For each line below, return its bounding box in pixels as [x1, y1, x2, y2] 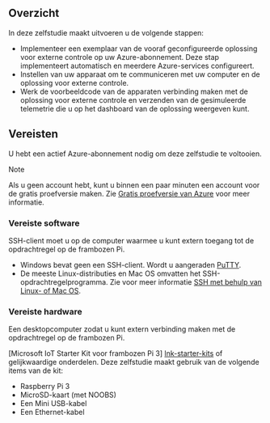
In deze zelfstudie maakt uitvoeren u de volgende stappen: [8, 27, 205, 37]
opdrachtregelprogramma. [19, 277, 108, 286]
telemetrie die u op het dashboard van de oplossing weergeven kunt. [19, 104, 250, 113]
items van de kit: [8, 366, 63, 375]
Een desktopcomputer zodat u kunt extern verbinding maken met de [8, 324, 236, 334]
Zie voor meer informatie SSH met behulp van [109, 277, 263, 286]
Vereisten [8, 127, 58, 141]
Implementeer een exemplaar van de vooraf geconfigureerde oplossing [19, 44, 258, 53]
